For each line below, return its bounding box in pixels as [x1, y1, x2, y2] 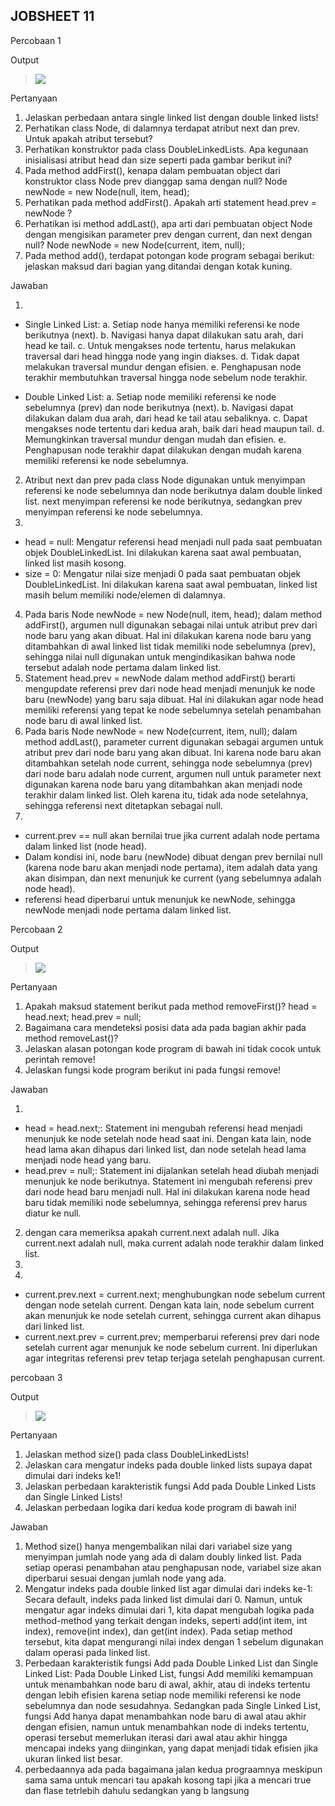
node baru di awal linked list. [24, 714, 143, 726]
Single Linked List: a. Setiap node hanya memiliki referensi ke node [24, 318, 300, 330]
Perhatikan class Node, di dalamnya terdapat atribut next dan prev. [24, 122, 301, 134]
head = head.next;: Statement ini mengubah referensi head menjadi [24, 1122, 303, 1134]
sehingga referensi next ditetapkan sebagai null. [24, 799, 223, 811]
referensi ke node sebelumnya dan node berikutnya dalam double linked [24, 484, 323, 496]
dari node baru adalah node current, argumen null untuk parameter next [24, 767, 322, 779]
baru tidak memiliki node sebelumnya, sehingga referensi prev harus [24, 1196, 308, 1208]
